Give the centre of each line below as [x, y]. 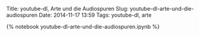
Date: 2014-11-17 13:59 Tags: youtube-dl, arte [95, 15]
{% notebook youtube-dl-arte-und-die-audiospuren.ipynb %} [83, 27]
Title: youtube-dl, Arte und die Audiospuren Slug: [67, 9]
